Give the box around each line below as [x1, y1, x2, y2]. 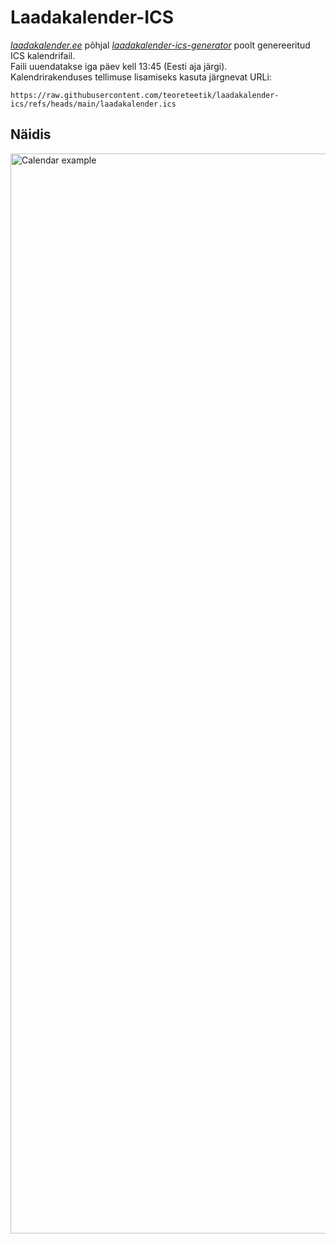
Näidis [10, 126, 52, 143]
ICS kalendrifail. [10, 49, 76, 61]
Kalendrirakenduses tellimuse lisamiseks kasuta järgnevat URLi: [10, 71, 272, 83]
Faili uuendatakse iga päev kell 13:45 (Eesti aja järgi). [10, 60, 228, 72]
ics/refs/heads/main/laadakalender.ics [10, 99, 177, 109]
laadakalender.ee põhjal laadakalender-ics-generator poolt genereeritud [10, 39, 311, 51]
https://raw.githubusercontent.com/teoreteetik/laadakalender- [10, 90, 280, 100]
